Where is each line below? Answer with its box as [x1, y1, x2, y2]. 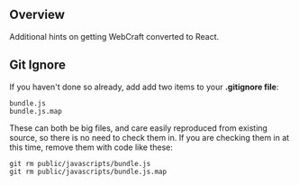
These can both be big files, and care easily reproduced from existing [9, 122, 268, 134]
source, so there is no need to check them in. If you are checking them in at [9, 132, 290, 143]
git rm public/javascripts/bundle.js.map [9, 167, 168, 176]
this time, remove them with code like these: [9, 142, 174, 153]
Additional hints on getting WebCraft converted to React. [9, 31, 219, 42]
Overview [9, 7, 66, 23]
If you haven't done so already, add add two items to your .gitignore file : [9, 81, 279, 92]
